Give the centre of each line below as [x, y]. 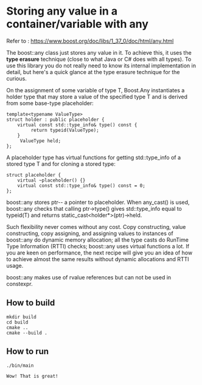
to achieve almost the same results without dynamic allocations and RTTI [98, 259]
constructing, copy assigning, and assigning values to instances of [90, 233]
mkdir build [21, 317]
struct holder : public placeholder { [55, 120]
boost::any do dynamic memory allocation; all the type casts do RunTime [97, 240]
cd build [17, 322]
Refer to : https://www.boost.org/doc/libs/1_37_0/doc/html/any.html [90, 41]
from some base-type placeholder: [50, 103]
